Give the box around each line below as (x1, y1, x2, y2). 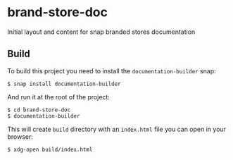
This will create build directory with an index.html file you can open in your (7, 125, 227, 133)
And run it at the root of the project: (7, 92, 111, 101)
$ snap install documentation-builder (7, 80, 121, 87)
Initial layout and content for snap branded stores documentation (7, 27, 196, 36)
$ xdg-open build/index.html (7, 146, 93, 153)
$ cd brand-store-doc (7, 106, 71, 113)
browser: (7, 132, 34, 141)
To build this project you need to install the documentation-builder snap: (7, 66, 216, 75)
